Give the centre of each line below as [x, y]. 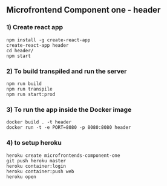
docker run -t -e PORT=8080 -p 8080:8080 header [69, 128]
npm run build [24, 84]
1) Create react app [35, 27]
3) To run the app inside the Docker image [69, 109]
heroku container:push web [40, 171]
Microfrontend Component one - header [83, 10]
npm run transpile [29, 89]
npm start [19, 56]
